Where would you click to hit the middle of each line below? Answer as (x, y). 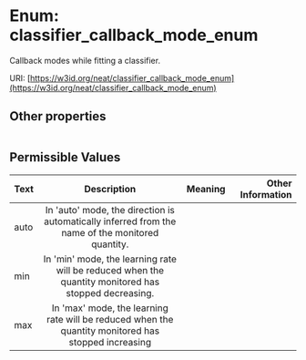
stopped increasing (110, 342)
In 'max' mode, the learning (110, 308)
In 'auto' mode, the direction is (110, 210)
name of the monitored (110, 232)
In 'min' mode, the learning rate (110, 259)
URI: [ (20, 77)
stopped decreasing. (110, 293)
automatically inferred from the (110, 221)
